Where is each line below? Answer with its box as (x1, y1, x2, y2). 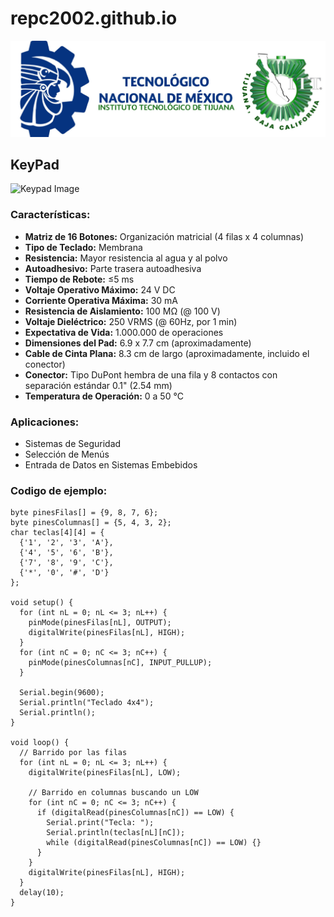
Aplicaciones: (10, 415, 80, 429)
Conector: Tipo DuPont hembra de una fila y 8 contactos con (24, 368, 278, 381)
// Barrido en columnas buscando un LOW (28, 788, 199, 798)
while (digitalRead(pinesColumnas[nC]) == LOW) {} (46, 838, 262, 848)
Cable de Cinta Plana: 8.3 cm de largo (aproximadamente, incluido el (24, 347, 310, 359)
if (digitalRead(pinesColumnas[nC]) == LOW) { (36, 808, 235, 818)
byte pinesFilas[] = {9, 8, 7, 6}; (10, 508, 159, 518)
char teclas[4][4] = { (10, 528, 105, 538)
